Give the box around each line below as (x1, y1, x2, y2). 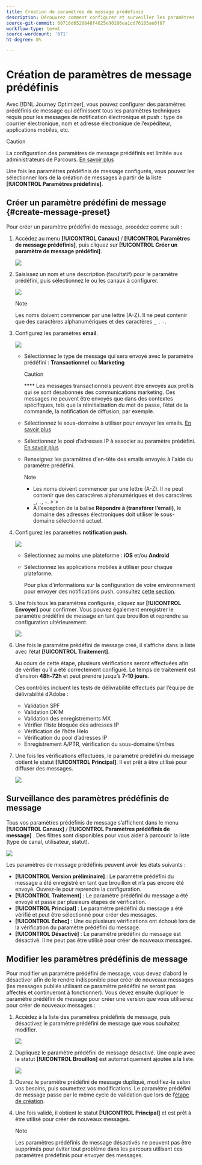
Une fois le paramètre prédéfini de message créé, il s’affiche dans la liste (14, 641, 195, 648)
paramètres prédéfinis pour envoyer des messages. (14, 1152, 143, 1159)
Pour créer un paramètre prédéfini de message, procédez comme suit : (6, 223, 182, 230)
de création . (14, 1098, 45, 1105)
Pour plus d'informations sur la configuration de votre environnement (23, 581, 195, 588)
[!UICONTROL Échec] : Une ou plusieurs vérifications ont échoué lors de (14, 917, 196, 924)
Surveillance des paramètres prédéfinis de (6, 793, 170, 804)
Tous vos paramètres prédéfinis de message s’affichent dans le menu (6, 819, 179, 826)
